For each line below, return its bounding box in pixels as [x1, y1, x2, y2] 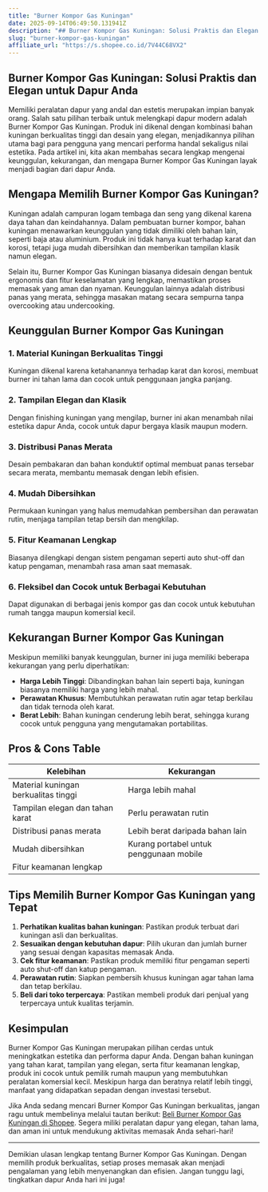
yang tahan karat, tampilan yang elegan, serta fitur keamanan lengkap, [8, 1060, 241, 1070]
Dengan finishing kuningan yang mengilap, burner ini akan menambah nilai [8, 413, 254, 422]
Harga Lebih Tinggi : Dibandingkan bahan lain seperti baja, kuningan [19, 676, 245, 686]
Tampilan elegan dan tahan [12, 802, 114, 813]
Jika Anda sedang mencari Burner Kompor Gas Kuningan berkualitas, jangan [8, 1101, 261, 1110]
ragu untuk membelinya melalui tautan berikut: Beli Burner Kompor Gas [8, 1110, 242, 1119]
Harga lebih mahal [128, 784, 196, 795]
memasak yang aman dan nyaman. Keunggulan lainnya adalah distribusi [8, 283, 245, 293]
